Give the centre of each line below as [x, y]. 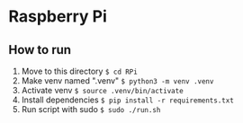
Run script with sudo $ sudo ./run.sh [91, 109]
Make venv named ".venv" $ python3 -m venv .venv [117, 81]
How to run [40, 50]
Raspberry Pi [58, 17]
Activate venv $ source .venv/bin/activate [102, 90]
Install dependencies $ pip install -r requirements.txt [128, 100]
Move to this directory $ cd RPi [80, 71]
